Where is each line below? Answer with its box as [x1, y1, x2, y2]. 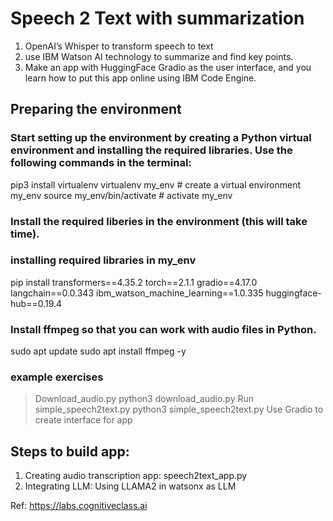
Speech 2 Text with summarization [10, 7, 305, 30]
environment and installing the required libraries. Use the [10, 143, 293, 157]
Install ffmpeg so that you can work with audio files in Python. [10, 322, 317, 336]
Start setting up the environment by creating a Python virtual [10, 131, 312, 145]
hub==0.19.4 [10, 297, 63, 309]
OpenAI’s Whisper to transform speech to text [24, 40, 214, 52]
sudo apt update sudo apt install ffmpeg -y [10, 345, 187, 357]
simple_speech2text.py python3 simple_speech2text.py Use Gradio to [34, 403, 324, 416]
